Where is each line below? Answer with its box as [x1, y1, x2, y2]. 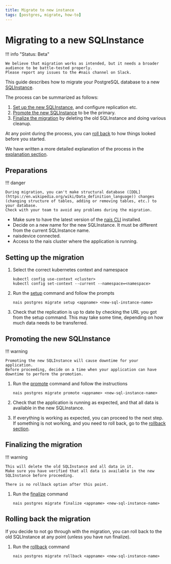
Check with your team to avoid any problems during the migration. [5, 208, 153, 213]
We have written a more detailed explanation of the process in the [5, 146, 144, 152]
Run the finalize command [12, 491, 68, 497]
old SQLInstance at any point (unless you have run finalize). [5, 533, 131, 540]
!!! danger [5, 180, 26, 186]
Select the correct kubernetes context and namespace [12, 267, 128, 273]
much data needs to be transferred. [12, 320, 88, 326]
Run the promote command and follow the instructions [12, 380, 128, 386]
